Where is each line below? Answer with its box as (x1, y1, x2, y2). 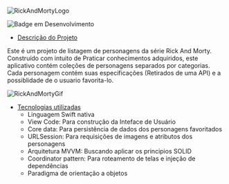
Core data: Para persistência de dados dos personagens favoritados (27, 125, 223, 133)
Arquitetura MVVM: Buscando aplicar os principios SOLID (27, 147, 192, 155)
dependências (27, 162, 68, 169)
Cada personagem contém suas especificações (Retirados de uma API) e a (7, 69, 221, 77)
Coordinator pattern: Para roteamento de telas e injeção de (27, 154, 196, 163)
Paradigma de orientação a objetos (27, 169, 128, 177)
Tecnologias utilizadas (17, 103, 81, 111)
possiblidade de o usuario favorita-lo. (7, 76, 114, 84)
